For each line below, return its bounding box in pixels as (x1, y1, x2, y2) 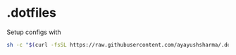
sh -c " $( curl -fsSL (6, 41, 68, 48)
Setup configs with (6, 28, 61, 36)
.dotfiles (6, 5, 57, 21)
